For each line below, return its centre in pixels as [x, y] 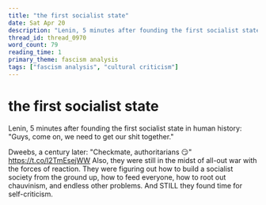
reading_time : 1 [35, 52]
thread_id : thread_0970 [47, 38]
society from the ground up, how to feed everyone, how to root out [117, 177]
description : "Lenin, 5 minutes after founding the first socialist [123, 30]
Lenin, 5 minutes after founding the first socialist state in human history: [125, 128]
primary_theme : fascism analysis [63, 60]
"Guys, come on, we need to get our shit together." [91, 136]
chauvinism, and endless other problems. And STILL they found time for [125, 185]
